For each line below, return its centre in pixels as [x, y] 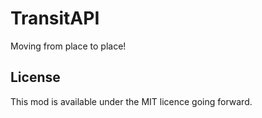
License [35, 77]
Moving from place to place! [68, 46]
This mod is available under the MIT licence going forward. [131, 101]
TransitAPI [55, 18]
